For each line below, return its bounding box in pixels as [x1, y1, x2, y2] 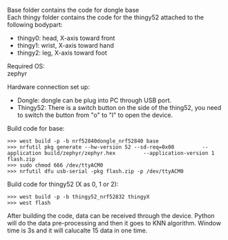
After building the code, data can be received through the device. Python [7, 212, 216, 220]
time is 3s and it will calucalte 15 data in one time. [7, 226, 148, 234]
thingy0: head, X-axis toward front [17, 34, 115, 42]
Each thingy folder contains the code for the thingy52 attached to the [7, 13, 204, 21]
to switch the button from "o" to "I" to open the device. [17, 111, 173, 119]
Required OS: [7, 62, 45, 70]
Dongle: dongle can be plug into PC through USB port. [17, 96, 172, 104]
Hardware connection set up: [7, 83, 90, 91]
